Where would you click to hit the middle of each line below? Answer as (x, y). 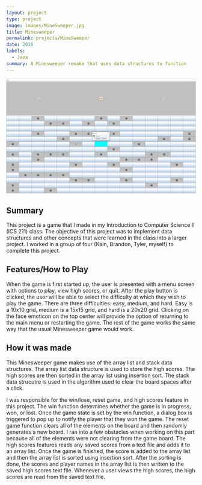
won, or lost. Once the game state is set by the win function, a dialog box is (99, 413)
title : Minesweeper (31, 32)
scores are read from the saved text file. (56, 477)
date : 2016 (20, 45)
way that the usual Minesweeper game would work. (70, 329)
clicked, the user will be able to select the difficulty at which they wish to (96, 297)
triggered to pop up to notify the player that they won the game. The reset (98, 419)
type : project (24, 19)
